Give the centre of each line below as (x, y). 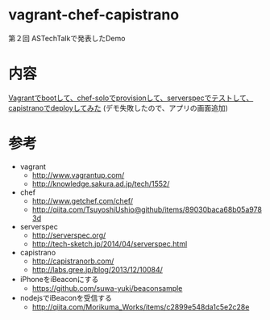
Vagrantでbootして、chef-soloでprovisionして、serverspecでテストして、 (131, 98)
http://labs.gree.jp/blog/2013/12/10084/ (98, 269)
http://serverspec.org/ (69, 235)
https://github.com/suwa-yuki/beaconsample (107, 288)
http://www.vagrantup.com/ (78, 175)
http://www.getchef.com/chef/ (83, 200)
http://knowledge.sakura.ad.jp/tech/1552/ (101, 183)
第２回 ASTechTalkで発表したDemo (67, 38)
